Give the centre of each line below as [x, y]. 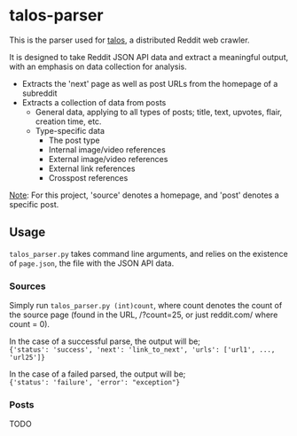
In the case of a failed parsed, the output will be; [98, 374]
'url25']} [27, 358]
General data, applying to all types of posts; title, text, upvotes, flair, [159, 112]
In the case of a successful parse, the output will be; [105, 341]
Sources [27, 286]
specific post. [34, 204]
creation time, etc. [68, 121]
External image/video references [108, 159]
